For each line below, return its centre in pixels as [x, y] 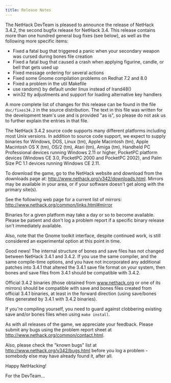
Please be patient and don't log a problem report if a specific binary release [85, 220]
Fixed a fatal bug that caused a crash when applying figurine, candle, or [88, 61]
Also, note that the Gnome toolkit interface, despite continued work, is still [83, 236]
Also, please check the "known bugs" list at [51, 345]
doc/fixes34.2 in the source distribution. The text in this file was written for [84, 110]
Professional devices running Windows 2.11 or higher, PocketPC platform [81, 152]
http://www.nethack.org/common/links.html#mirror [59, 205]
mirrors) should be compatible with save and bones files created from [79, 288]
